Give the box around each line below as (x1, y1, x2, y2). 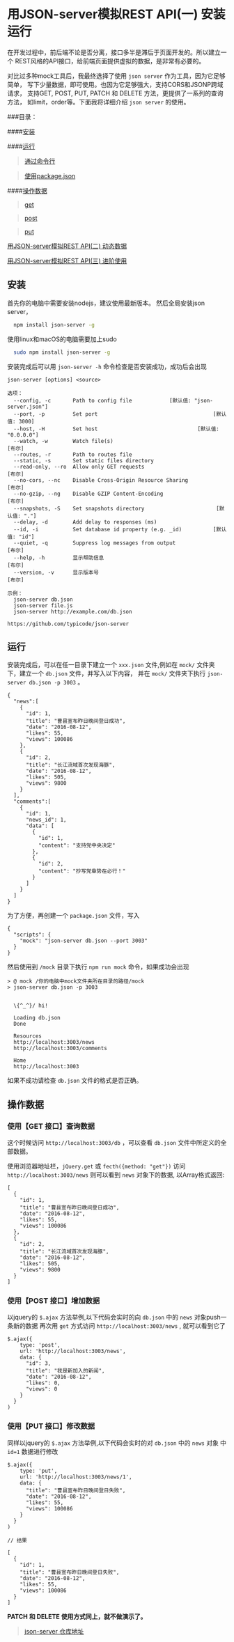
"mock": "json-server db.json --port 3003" (19, 937, 148, 944)
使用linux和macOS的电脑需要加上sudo (7, 335, 117, 343)
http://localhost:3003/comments (13, 1045, 108, 1052)
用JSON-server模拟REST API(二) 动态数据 (7, 242, 127, 250)
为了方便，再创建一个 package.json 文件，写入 (7, 912, 140, 920)
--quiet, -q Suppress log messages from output (13, 539, 176, 547)
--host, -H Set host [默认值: (13, 425, 219, 432)
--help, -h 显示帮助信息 (13, 554, 104, 561)
